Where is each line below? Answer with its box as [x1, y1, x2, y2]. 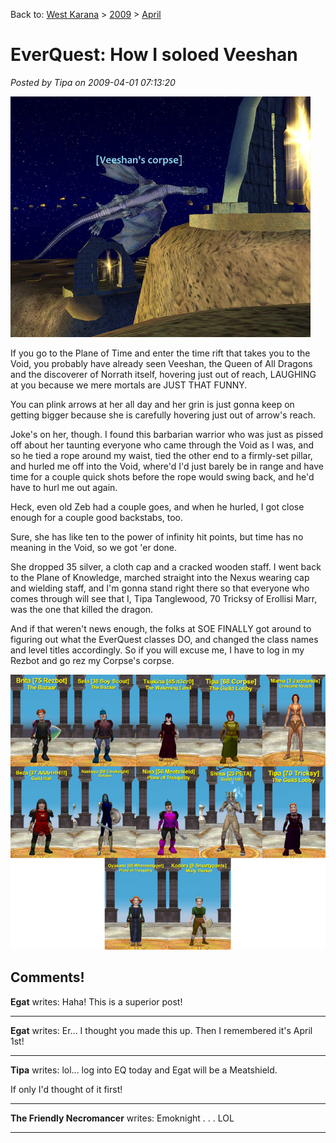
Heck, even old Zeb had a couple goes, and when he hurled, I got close [10, 500, 305, 513]
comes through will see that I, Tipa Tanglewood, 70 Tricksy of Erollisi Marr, [10, 592, 318, 604]
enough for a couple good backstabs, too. [10, 511, 184, 523]
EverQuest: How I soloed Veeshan [10, 44, 298, 66]
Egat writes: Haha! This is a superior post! [10, 995, 183, 1008]
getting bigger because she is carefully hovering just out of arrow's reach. [10, 409, 316, 421]
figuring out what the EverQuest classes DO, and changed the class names [10, 633, 319, 645]
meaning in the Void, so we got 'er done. [10, 541, 178, 553]
